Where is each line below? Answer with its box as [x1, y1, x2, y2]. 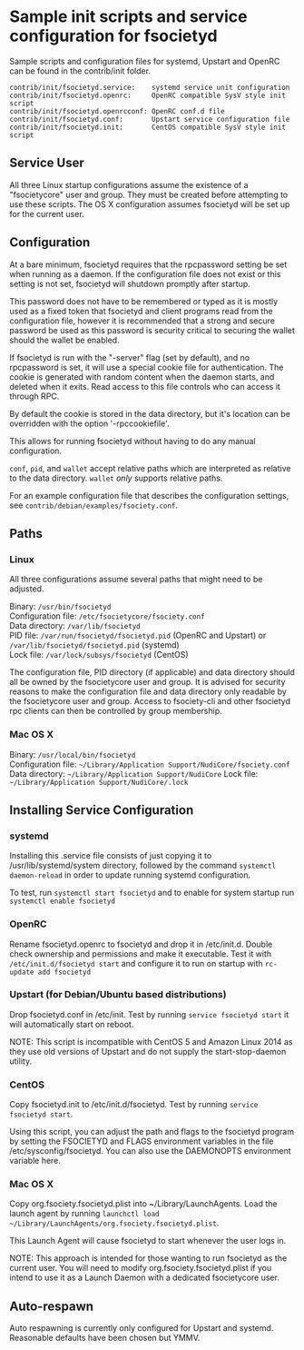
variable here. [9, 1156, 62, 1166]
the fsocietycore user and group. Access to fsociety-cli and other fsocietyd [9, 696, 290, 707]
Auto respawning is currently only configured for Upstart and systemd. [9, 1323, 274, 1334]
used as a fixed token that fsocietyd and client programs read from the [9, 305, 274, 316]
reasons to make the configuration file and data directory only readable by [9, 686, 288, 697]
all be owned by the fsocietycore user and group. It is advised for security [9, 677, 286, 688]
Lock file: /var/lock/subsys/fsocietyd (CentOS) [9, 650, 189, 660]
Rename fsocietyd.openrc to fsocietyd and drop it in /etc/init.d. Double [9, 938, 273, 949]
